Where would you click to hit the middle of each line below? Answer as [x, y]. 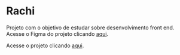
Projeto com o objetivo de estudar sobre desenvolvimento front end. [90, 27]
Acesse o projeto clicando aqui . [45, 45]
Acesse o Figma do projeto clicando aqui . [57, 33]
